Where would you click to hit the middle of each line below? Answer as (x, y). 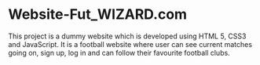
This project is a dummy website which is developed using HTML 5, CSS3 (127, 36)
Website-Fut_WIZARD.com (97, 14)
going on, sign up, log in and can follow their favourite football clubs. (119, 52)
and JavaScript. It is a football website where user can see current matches (130, 44)
